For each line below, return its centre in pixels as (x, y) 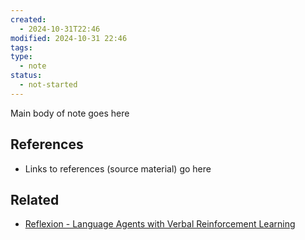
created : (28, 19)
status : (26, 76)
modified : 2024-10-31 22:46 (69, 38)
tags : (21, 47)
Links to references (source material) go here (118, 168)
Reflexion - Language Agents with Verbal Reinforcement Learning (160, 224)
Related (35, 199)
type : (21, 57)
